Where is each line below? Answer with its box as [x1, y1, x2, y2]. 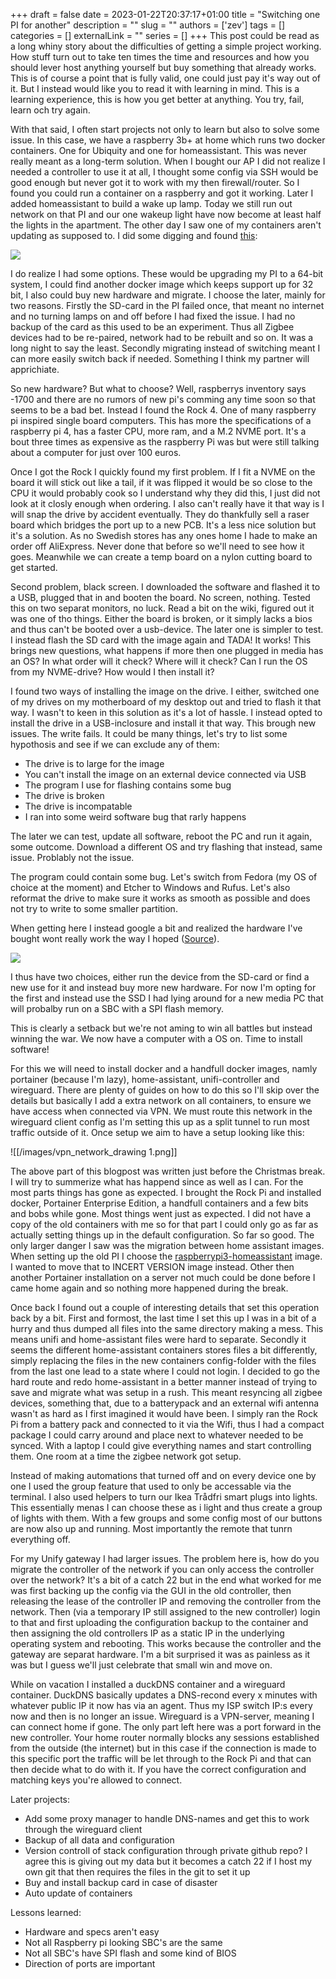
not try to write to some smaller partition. [10, 903, 178, 914]
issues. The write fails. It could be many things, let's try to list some [10, 728, 288, 739]
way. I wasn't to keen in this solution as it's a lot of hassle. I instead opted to [10, 707, 323, 718]
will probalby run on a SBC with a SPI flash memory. [10, 1003, 225, 1014]
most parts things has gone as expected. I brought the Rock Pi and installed [10, 1187, 322, 1198]
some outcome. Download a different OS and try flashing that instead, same [10, 841, 323, 853]
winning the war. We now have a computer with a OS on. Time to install [10, 1033, 303, 1044]
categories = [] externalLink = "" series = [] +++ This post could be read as [10, 30, 320, 41]
